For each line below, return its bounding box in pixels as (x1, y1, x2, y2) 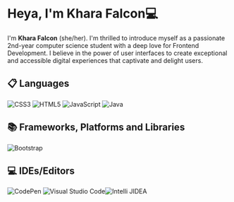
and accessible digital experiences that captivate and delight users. (7, 56, 203, 64)
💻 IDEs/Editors (7, 165, 75, 177)
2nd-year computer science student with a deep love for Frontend (7, 41, 199, 49)
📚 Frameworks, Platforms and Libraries (7, 121, 185, 133)
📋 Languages (7, 78, 70, 90)
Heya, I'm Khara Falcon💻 (7, 6, 159, 22)
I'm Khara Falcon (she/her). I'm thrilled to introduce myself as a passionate (7, 33, 226, 42)
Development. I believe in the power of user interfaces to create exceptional (7, 49, 228, 57)
